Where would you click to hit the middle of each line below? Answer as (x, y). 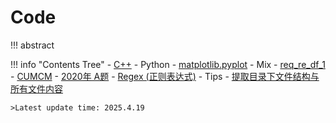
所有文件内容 (36, 88)
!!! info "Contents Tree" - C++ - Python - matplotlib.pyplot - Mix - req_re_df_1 (168, 64)
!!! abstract (32, 45)
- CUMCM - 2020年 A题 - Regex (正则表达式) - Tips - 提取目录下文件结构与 (165, 76)
